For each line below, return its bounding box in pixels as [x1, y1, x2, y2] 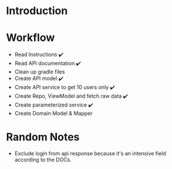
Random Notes [6, 131, 80, 144]
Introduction [6, 4, 68, 18]
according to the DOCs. [14, 156, 72, 163]
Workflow [6, 31, 55, 45]
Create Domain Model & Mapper [14, 110, 93, 117]
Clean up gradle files [14, 68, 65, 75]
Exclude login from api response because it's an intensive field [14, 150, 166, 157]
